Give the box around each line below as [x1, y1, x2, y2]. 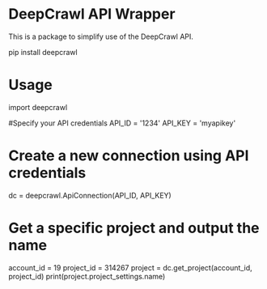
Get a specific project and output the [8, 219, 261, 237]
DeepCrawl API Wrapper [8, 5, 176, 23]
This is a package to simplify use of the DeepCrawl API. [8, 32, 194, 41]
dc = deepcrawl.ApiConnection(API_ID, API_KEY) [8, 190, 172, 200]
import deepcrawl [8, 102, 68, 112]
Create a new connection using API [8, 147, 249, 165]
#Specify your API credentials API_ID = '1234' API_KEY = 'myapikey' [8, 118, 236, 128]
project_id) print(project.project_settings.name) [8, 271, 166, 281]
